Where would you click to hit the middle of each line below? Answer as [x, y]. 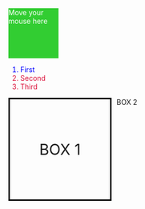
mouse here [28, 21]
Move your [26, 12]
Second [33, 78]
